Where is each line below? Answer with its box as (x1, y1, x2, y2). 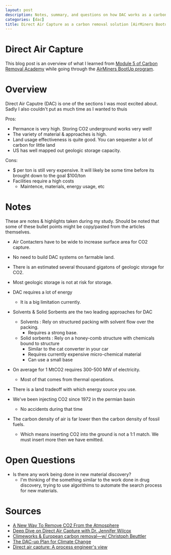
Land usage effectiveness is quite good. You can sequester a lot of (12, 137, 153, 143)
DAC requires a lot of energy (12, 289, 73, 296)
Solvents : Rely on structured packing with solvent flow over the (20, 319, 154, 325)
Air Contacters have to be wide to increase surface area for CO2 (12, 239, 148, 245)
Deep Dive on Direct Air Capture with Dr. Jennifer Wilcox (12, 527, 131, 534)
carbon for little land (12, 142, 55, 148)
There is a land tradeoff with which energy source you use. (12, 386, 136, 392)
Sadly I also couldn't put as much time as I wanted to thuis (5, 106, 127, 112)
